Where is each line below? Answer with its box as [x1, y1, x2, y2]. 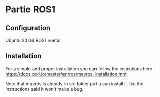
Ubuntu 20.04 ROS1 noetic [5, 37, 61, 43]
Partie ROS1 [5, 4, 56, 15]
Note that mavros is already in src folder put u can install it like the [5, 80, 144, 87]
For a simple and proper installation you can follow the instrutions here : [5, 65, 155, 72]
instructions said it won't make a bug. [5, 86, 84, 92]
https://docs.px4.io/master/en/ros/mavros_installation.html [5, 71, 128, 77]
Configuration [5, 24, 51, 33]
